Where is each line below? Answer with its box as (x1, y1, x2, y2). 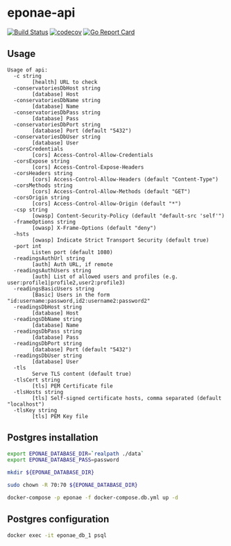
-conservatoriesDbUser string (13, 133, 101, 140)
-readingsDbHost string (13, 304, 82, 311)
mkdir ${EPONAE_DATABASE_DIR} (7, 469, 95, 477)
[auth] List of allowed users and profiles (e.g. (32, 273, 178, 280)
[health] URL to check (32, 78, 98, 85)
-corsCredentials (13, 145, 64, 152)
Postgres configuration (7, 513, 110, 525)
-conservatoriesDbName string (13, 97, 101, 104)
